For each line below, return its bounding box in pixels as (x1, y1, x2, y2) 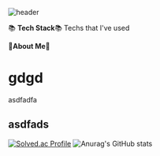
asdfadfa (8, 95, 38, 104)
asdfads (8, 118, 50, 132)
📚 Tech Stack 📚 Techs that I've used (8, 24, 130, 32)
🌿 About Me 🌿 (8, 42, 50, 50)
